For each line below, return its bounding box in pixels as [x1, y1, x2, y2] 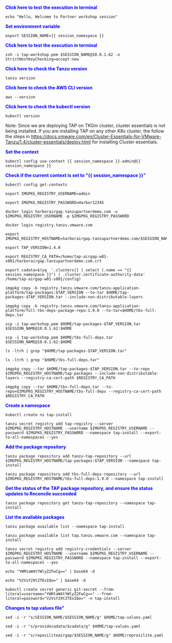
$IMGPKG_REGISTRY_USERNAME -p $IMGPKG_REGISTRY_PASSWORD [5, 214, 130, 219]
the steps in [5, 134, 30, 139]
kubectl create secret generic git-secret [5, 587, 97, 592]
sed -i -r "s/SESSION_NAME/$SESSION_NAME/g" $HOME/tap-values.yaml [5, 615, 153, 620]
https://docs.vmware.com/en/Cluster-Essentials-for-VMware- [31, 134, 161, 139]
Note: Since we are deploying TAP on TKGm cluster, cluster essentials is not [5, 123, 165, 128]
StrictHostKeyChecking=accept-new [5, 56, 79, 62]
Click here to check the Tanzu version [5, 66, 88, 71]
